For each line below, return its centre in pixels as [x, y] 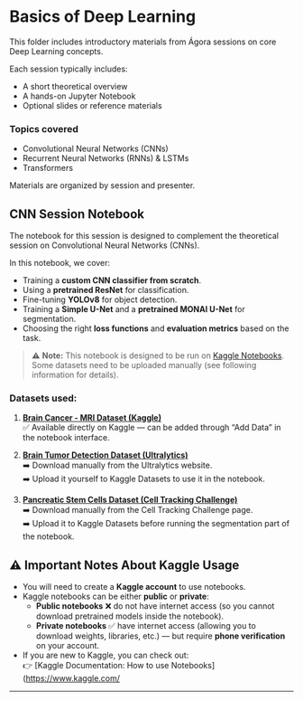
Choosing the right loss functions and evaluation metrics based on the [156, 328]
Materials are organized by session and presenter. [102, 185]
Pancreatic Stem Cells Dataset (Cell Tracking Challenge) [130, 500]
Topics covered [44, 128]
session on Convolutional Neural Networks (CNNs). [105, 245]
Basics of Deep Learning [103, 17]
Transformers [48, 168]
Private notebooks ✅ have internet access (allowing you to [146, 626]
